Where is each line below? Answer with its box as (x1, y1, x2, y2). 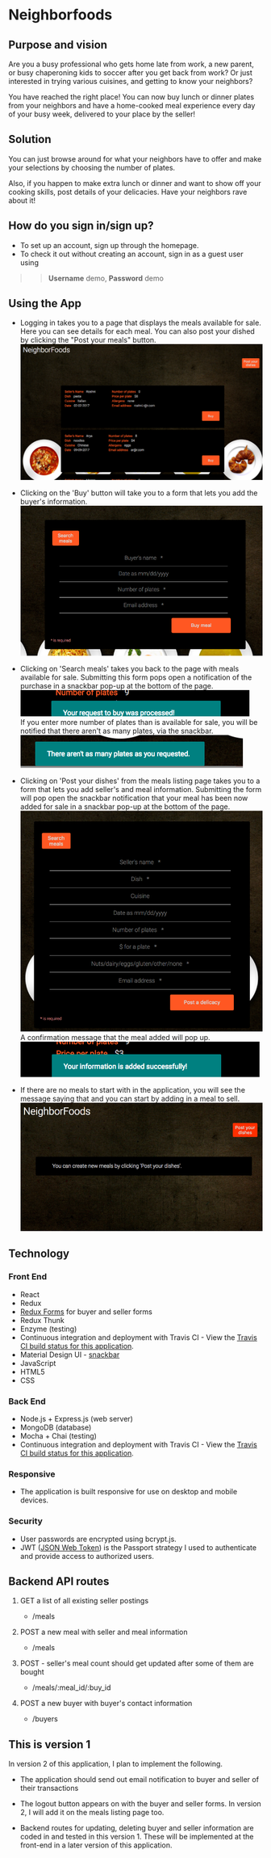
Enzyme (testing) (19, 1324, 77, 1333)
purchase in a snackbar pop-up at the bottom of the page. (19, 681, 214, 691)
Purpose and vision (8, 38, 107, 52)
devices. (19, 1495, 49, 1505)
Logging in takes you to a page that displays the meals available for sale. (19, 318, 262, 328)
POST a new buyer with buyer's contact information (19, 1699, 193, 1708)
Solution (8, 133, 52, 146)
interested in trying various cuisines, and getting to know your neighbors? (8, 77, 253, 86)
